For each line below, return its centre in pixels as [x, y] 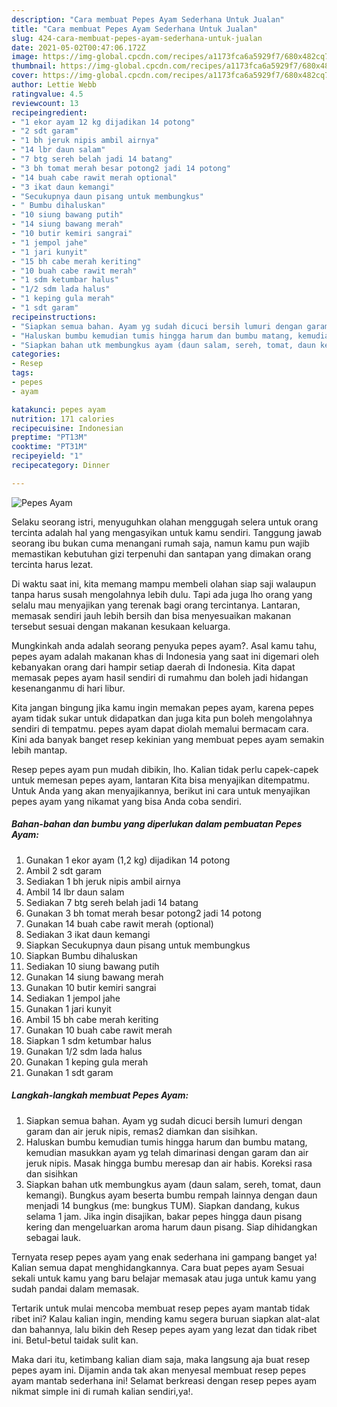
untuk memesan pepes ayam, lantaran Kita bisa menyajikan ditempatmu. [160, 780]
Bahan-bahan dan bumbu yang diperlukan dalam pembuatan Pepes [157, 824]
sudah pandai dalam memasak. [75, 1288]
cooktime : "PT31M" [49, 447]
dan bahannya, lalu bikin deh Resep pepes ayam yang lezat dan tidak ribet [164, 1329]
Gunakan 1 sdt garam [69, 1072]
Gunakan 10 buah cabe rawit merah [99, 1030]
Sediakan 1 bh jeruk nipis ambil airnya [103, 881]
